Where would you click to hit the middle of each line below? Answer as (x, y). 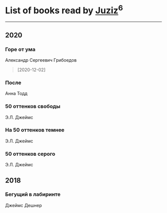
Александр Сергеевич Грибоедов (41, 60)
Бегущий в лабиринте (33, 195)
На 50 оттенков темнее (35, 130)
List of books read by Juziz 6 (64, 10)
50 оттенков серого (30, 154)
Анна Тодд (16, 94)
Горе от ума (20, 49)
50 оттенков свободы (33, 106)
